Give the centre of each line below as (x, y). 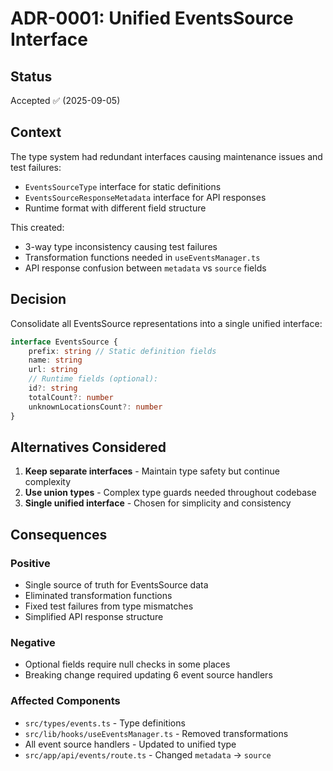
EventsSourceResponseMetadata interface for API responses (145, 197)
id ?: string (53, 388)
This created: (37, 227)
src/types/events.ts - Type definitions (105, 723)
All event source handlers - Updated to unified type (130, 744)
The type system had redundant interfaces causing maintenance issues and (166, 156)
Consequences (59, 534)
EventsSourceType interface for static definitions (123, 186)
